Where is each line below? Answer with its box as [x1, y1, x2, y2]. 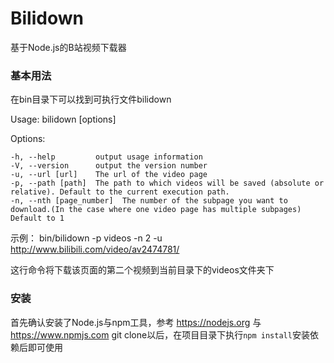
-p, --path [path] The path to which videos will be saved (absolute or [10, 178, 325, 189]
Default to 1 [10, 213, 65, 224]
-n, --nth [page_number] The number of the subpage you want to [10, 196, 288, 206]
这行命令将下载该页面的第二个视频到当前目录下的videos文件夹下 [10, 264, 275, 276]
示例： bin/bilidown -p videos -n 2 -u [10, 232, 163, 244]
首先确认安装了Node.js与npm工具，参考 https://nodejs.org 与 [10, 316, 262, 328]
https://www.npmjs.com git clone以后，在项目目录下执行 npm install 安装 [10, 328, 310, 341]
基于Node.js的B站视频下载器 [10, 41, 127, 53]
